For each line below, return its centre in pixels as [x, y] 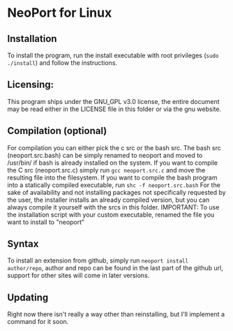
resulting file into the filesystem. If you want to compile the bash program [112, 177]
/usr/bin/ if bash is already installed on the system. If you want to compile [113, 163]
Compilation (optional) [57, 131]
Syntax [23, 244]
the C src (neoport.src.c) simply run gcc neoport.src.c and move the [106, 170]
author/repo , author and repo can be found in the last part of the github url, [115, 268]
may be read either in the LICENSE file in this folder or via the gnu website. [114, 109]
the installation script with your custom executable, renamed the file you [111, 214]
